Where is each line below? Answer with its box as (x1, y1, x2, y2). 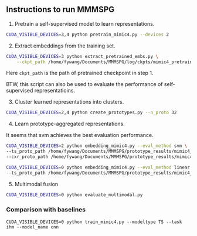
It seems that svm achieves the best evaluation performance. (6, 132, 154, 139)
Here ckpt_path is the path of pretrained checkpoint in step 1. (6, 70, 154, 77)
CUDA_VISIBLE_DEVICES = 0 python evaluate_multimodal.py (6, 191, 143, 198)
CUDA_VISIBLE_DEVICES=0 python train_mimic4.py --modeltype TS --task (6, 219, 182, 225)
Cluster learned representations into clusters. (14, 98, 124, 105)
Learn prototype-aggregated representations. (14, 120, 125, 128)
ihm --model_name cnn (6, 224, 59, 230)
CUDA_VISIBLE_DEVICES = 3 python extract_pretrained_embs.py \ (6, 53, 159, 59)
